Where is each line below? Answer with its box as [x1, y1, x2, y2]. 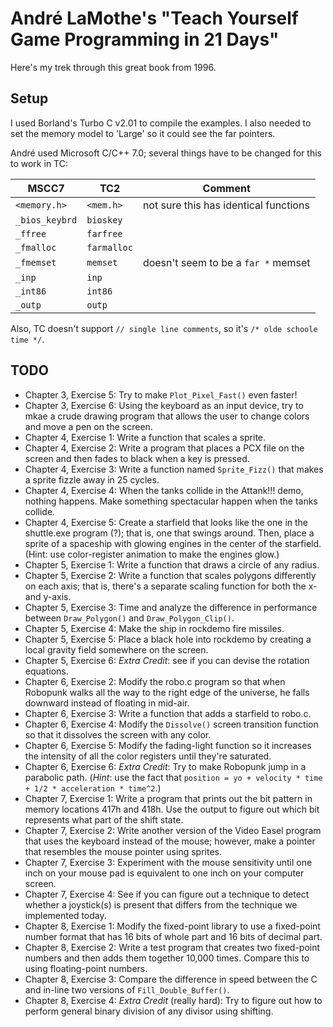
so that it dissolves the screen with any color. [24, 728, 212, 741]
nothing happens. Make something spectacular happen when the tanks [24, 495, 318, 507]
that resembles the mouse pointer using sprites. [24, 845, 222, 857]
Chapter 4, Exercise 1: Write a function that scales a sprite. [24, 431, 267, 443]
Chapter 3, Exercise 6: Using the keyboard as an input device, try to [24, 399, 304, 411]
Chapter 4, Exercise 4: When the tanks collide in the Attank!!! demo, [24, 484, 304, 496]
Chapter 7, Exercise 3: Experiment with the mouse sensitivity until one [24, 856, 313, 868]
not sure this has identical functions [142, 198, 310, 212]
